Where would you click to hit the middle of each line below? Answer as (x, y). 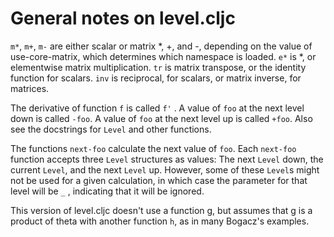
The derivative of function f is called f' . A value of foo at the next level (157, 108)
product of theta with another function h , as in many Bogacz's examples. (160, 221)
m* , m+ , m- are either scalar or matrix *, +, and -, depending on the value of (161, 46)
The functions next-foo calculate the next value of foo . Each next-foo (153, 148)
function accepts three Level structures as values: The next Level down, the (167, 159)
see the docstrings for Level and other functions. (111, 129)
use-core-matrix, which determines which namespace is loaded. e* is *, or (163, 56)
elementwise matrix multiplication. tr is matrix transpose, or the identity (158, 67)
